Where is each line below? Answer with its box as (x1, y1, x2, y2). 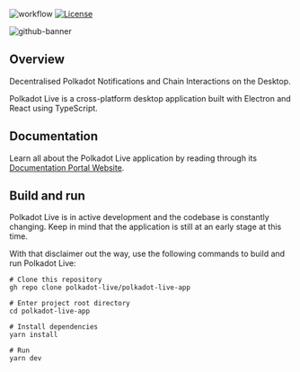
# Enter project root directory (9, 299, 130, 308)
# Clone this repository (9, 275, 102, 285)
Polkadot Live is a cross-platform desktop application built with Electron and (9, 93, 292, 103)
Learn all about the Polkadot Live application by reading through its (9, 153, 258, 164)
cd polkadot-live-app (9, 306, 91, 316)
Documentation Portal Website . (9, 162, 125, 173)
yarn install (9, 331, 58, 340)
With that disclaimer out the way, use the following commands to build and (9, 248, 286, 260)
